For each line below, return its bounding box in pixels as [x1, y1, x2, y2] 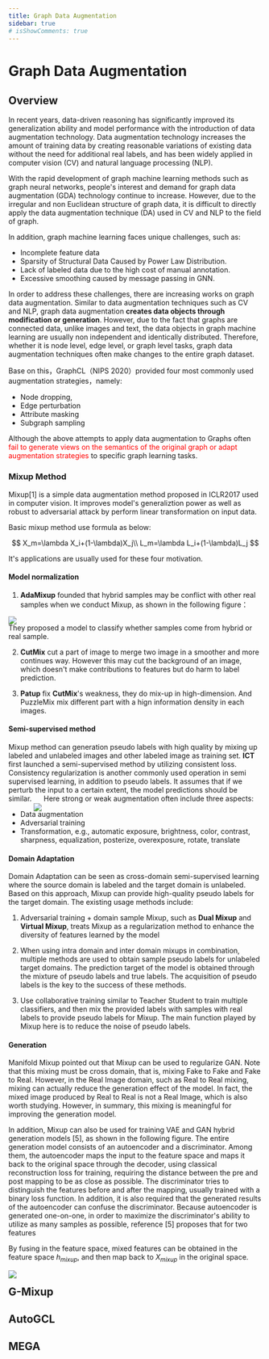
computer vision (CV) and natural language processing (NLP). [8, 158, 213, 168]
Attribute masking [19, 410, 79, 419]
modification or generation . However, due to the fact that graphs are [8, 315, 238, 325]
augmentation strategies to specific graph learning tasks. [8, 451, 198, 461]
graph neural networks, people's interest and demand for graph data [8, 183, 236, 192]
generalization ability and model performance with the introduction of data [8, 124, 255, 133]
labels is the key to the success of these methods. [19, 980, 187, 990]
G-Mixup [8, 1285, 54, 1298]
